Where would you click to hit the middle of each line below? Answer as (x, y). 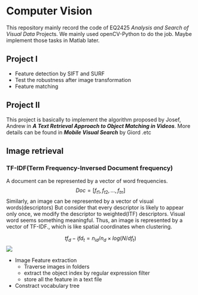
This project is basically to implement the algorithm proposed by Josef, (94, 119)
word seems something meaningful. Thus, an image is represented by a (95, 220)
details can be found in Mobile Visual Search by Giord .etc (79, 132)
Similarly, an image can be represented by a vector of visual (80, 201)
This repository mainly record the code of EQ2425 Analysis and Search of (98, 28)
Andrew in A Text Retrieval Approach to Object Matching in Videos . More (98, 126)
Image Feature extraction (46, 260)
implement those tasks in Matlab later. (53, 40)
